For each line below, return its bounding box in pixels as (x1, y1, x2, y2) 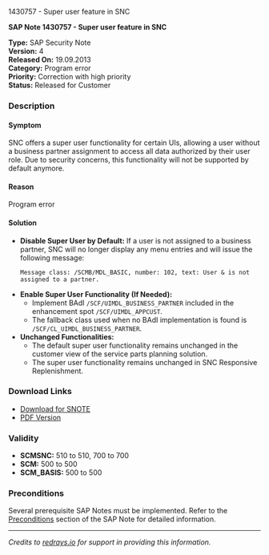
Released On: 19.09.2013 (8, 55, 91, 64)
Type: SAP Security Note (8, 38, 91, 47)
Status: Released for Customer (8, 80, 111, 90)
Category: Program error (8, 63, 91, 73)
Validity (8, 432, 39, 444)
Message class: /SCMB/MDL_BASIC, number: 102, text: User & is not (19, 268, 250, 276)
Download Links (8, 386, 72, 397)
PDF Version (19, 412, 62, 422)
